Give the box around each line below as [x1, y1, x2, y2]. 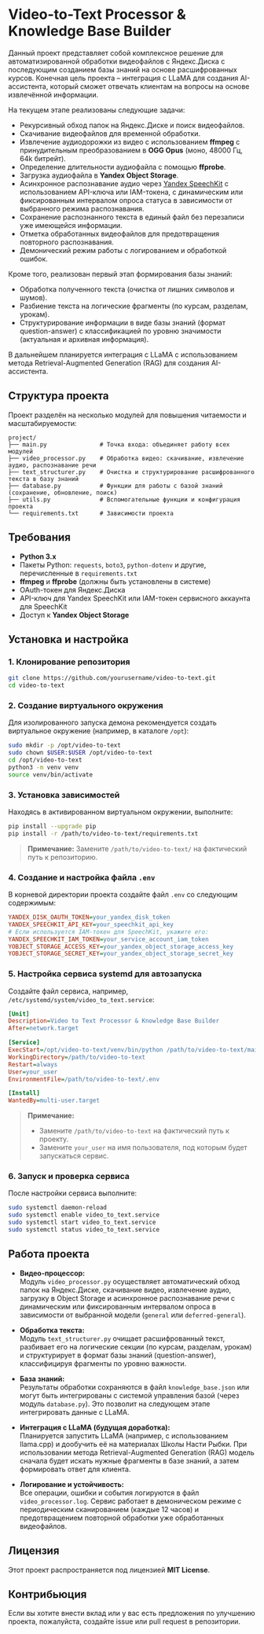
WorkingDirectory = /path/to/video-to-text [8, 1053, 146, 1061]
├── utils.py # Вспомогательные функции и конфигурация [8, 495, 241, 504]
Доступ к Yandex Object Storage [19, 610, 130, 619]
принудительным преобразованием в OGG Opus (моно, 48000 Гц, [19, 145, 244, 155]
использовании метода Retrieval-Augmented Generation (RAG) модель [19, 1448, 255, 1457]
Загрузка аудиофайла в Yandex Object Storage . [19, 171, 179, 180]
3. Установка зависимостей [8, 789, 120, 800]
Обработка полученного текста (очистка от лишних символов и [19, 285, 235, 294]
